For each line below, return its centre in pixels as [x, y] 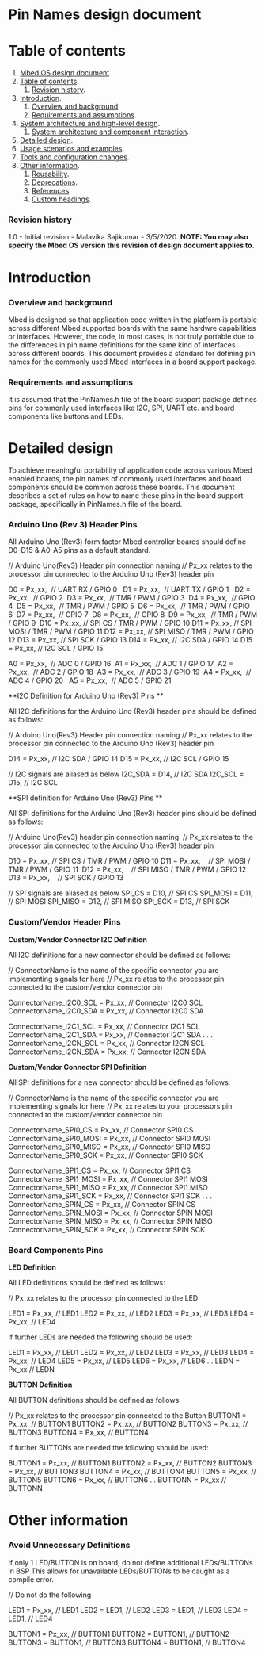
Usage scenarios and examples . [72, 149]
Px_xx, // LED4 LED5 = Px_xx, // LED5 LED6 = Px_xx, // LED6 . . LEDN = [124, 1361]
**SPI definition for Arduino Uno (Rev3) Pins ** [85, 798]
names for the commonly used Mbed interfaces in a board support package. [132, 362]
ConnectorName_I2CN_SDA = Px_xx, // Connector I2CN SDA [107, 1052]
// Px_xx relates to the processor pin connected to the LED [103, 1298]
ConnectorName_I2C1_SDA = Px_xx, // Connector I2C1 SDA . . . [111, 1034]
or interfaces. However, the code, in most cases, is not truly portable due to [131, 336]
